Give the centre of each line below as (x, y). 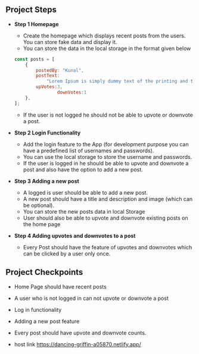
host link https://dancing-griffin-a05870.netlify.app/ (77, 344)
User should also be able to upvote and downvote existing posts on (105, 218)
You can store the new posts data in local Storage (84, 211)
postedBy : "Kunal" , (60, 70)
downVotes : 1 (72, 93)
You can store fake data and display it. (70, 42)
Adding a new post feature (47, 321)
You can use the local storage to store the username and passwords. (108, 156)
